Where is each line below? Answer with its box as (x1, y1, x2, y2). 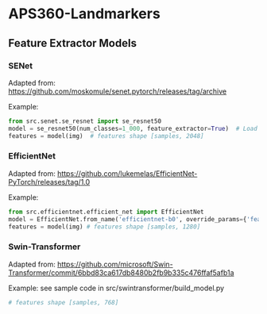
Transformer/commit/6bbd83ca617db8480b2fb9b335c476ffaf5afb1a (8, 267, 234, 278)
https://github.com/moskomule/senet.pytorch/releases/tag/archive (8, 86, 227, 96)
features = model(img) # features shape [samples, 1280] (8, 223, 201, 231)
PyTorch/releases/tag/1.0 (8, 177, 91, 186)
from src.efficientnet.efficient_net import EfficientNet (8, 208, 204, 216)
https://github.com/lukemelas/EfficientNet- (56, 168, 198, 178)
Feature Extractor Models (8, 36, 137, 50)
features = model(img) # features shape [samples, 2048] (8, 132, 204, 140)
